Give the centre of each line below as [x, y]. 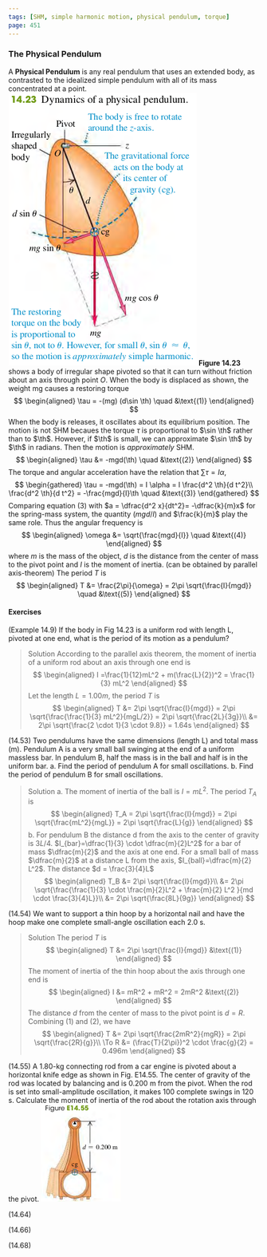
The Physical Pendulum [55, 54]
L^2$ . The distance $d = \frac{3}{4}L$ [91, 869]
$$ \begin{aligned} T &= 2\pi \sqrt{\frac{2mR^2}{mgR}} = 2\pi [144, 1034]
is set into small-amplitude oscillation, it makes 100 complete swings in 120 [131, 1092]
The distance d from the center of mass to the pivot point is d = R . [136, 1013]
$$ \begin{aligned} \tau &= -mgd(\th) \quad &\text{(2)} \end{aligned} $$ [134, 460]
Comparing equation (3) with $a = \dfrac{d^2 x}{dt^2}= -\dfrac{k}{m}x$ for [132, 505]
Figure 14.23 [220, 362]
